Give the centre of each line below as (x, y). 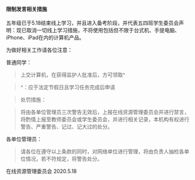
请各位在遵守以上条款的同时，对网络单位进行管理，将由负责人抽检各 (102, 151)
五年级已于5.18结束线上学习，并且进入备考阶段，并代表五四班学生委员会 (93, 23)
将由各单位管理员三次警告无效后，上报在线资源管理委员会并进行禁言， (105, 112)
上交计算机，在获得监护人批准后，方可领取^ (73, 75)
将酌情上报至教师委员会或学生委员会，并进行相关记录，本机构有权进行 (105, 119)
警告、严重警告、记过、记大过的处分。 (66, 127)
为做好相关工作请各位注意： (39, 50)
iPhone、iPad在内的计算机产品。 (45, 37)
